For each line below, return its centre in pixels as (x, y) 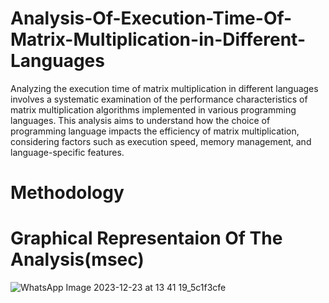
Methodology (67, 193)
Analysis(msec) (77, 259)
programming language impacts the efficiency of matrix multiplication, (155, 131)
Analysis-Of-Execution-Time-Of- (151, 18)
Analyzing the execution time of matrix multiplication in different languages (164, 88)
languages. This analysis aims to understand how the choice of (140, 120)
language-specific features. (67, 152)
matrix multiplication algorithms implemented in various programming (153, 109)
